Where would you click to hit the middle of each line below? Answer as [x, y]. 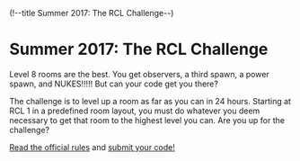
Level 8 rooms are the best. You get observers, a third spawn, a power [139, 74]
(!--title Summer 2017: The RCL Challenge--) [92, 13]
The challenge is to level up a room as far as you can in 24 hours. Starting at [150, 101]
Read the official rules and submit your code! [92, 147]
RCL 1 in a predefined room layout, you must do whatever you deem [135, 111]
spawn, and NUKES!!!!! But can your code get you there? [114, 84]
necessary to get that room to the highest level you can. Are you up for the [147, 120]
